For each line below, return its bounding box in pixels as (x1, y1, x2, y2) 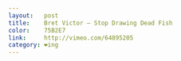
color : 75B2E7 (8, 26, 66, 34)
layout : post (8, 11, 59, 20)
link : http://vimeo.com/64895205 (8, 33, 134, 42)
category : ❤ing (8, 41, 59, 49)
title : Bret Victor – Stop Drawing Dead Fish (8, 19, 173, 27)
